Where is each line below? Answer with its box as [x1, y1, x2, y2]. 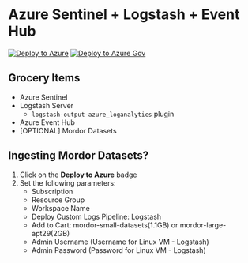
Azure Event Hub [19, 117, 75, 127]
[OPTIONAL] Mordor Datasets [19, 126, 117, 135]
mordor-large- [179, 220, 227, 230]
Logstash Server [19, 100, 73, 110]
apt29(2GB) [31, 228, 70, 238]
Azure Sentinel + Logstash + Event [8, 6, 240, 24]
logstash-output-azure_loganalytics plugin [31, 109, 175, 118]
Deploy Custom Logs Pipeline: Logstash [31, 212, 162, 221]
